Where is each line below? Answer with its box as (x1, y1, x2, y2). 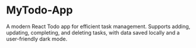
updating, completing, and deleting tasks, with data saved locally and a (6, 29, 180, 36)
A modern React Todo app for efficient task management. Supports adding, (6, 23, 191, 30)
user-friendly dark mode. (6, 35, 68, 42)
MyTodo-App (6, 4, 73, 17)
